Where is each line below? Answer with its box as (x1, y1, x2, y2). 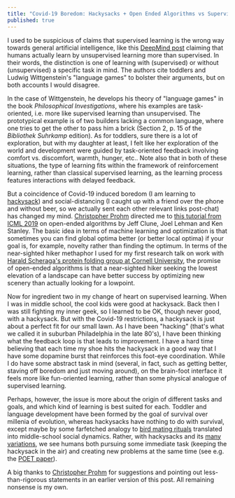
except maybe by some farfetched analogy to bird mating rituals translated (7, 425, 222, 433)
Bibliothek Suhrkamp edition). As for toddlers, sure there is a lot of (7, 131, 198, 140)
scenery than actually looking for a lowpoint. (7, 278, 135, 287)
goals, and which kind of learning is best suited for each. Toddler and (7, 402, 207, 411)
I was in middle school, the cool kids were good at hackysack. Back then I (7, 299, 220, 308)
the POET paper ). (7, 454, 57, 462)
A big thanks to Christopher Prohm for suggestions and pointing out (7, 468, 203, 476)
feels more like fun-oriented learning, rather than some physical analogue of (7, 373, 227, 382)
